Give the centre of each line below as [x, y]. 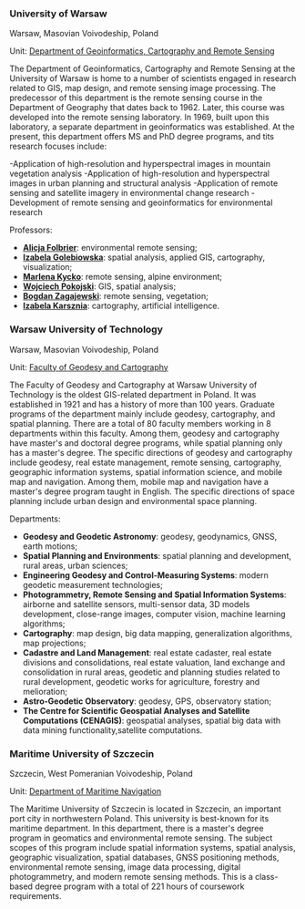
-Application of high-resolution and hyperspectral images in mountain [140, 164]
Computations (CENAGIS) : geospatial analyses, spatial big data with [151, 720]
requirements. [36, 895]
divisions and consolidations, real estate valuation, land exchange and [154, 662]
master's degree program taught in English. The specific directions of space [152, 491]
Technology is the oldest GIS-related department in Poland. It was [133, 394]
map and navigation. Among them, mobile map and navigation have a [139, 481]
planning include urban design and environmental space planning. [133, 501]
